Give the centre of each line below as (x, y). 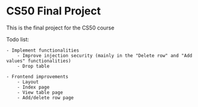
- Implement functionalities (43, 50)
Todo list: (18, 39)
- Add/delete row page (45, 97)
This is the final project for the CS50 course (60, 28)
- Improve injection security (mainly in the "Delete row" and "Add (105, 55)
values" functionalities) (39, 61)
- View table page (40, 92)
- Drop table (33, 66)
